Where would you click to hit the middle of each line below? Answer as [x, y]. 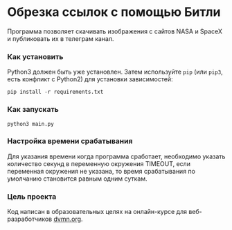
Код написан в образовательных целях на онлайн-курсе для [97, 212]
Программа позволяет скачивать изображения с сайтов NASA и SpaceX [115, 31]
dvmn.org [68, 219]
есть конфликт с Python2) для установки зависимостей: [90, 79]
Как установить [35, 56]
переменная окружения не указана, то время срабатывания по [101, 171]
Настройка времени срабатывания [70, 141]
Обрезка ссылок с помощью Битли [114, 12]
